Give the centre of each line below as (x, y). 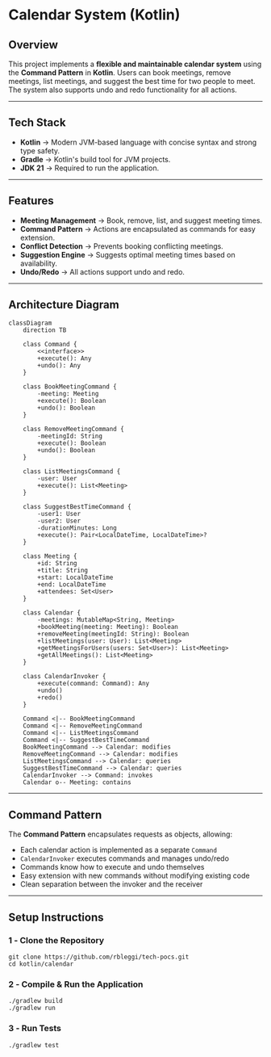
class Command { (50, 345)
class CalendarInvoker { (65, 677)
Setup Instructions (56, 917)
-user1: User (59, 514)
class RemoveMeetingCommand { (74, 430)
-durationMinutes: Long (77, 528)
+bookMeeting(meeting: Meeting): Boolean (108, 627)
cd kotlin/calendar (41, 964)
